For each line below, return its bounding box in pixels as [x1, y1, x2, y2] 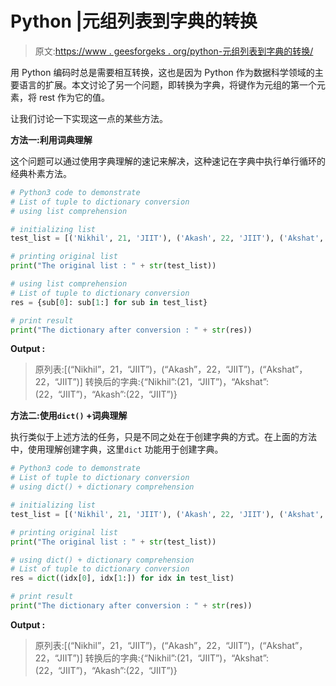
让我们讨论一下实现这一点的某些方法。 [10, 112, 168, 124]
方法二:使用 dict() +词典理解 [10, 410, 128, 422]
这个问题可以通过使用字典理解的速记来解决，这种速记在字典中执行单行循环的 [10, 155, 326, 167]
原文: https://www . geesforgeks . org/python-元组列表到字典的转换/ [34, 45, 314, 57]
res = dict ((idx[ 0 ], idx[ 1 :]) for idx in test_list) [10, 573, 235, 584]
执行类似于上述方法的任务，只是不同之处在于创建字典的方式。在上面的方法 [10, 431, 317, 443]
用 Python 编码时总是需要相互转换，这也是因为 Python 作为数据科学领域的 [10, 66, 315, 78]
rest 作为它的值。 [38, 91, 111, 103]
